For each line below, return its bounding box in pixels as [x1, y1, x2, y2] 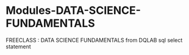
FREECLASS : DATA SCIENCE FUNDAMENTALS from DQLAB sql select [5, 36, 183, 44]
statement [5, 43, 31, 50]
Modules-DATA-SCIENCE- [5, 4, 141, 18]
